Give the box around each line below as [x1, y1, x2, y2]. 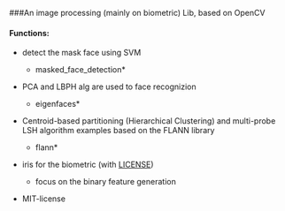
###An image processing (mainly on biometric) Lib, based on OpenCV [9, 8, 266, 18]
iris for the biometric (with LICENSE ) [21, 159, 154, 170]
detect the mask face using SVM [21, 48, 142, 58]
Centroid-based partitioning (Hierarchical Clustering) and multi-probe [21, 116, 276, 126]
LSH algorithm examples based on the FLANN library [21, 125, 215, 136]
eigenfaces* [35, 99, 81, 109]
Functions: [9, 27, 50, 38]
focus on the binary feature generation [35, 177, 177, 187]
